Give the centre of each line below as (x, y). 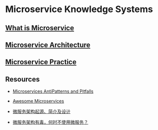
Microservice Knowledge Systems (79, 9)
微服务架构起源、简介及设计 (42, 111)
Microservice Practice (41, 62)
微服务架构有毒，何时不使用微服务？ (50, 122)
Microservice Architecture (48, 45)
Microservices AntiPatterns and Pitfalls (53, 91)
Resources (23, 79)
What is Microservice (40, 28)
